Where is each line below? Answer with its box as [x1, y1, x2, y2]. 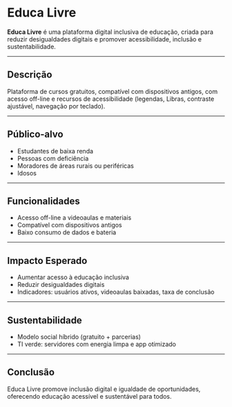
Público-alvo [7, 129, 64, 140]
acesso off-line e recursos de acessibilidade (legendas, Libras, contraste [7, 95, 215, 103]
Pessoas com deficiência [17, 154, 89, 162]
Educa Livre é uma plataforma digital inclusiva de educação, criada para [7, 28, 214, 36]
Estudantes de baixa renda [17, 146, 94, 155]
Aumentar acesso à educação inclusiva [17, 273, 130, 281]
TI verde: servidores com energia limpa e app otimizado [17, 340, 177, 348]
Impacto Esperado [7, 254, 88, 267]
